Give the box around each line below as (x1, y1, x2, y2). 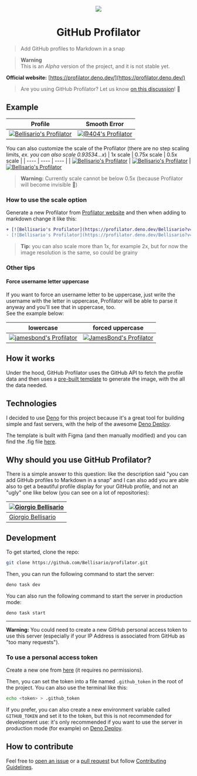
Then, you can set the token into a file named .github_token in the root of (6, 678, 184, 685)
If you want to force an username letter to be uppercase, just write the (6, 291, 176, 298)
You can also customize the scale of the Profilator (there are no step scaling (6, 144, 189, 152)
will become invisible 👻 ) (20, 181, 78, 188)
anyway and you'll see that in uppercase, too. (6, 303, 116, 310)
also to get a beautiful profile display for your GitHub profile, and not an (6, 483, 178, 490)
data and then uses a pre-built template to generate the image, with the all (6, 375, 185, 382)
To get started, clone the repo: (6, 548, 80, 555)
